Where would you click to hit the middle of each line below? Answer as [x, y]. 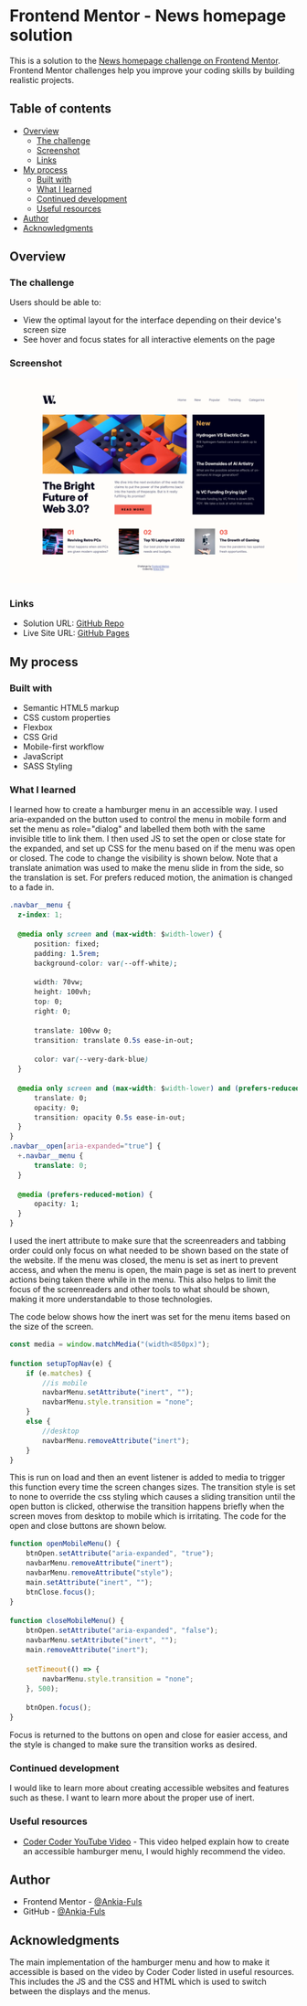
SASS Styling [48, 766]
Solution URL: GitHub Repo [74, 623]
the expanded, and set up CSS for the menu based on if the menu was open [153, 849]
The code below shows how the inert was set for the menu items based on [150, 1317]
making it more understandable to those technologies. [111, 1300]
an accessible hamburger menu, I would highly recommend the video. [154, 1851]
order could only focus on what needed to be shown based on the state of [149, 1251]
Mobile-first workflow [64, 747]
